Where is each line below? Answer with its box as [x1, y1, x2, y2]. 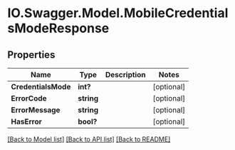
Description [105, 70, 146, 79]
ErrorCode [11, 94, 48, 103]
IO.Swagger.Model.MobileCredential [7, 5, 229, 21]
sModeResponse [7, 20, 110, 36]
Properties [7, 49, 56, 61]
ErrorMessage [11, 105, 61, 115]
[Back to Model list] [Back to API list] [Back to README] [7, 135, 171, 144]
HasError [11, 116, 43, 126]
